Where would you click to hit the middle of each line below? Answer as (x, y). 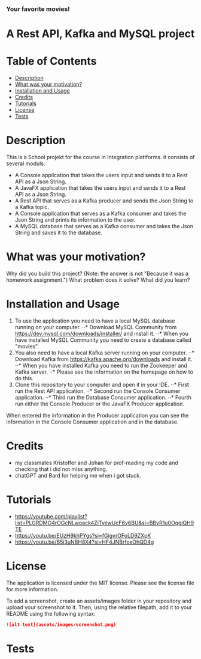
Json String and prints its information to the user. (75, 220)
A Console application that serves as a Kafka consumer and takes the (100, 213)
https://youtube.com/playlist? (51, 516)
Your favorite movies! (38, 9)
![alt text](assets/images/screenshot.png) (61, 624)
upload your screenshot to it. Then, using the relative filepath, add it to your (99, 607)
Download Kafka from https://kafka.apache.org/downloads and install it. (103, 359)
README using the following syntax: (51, 613)
